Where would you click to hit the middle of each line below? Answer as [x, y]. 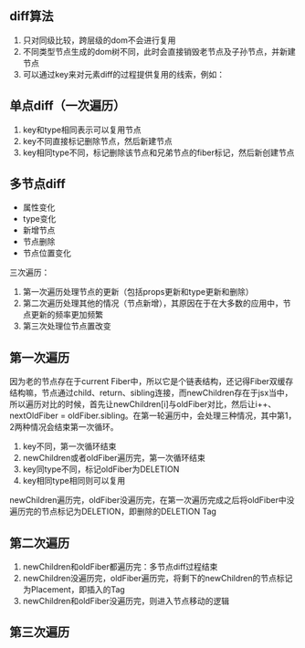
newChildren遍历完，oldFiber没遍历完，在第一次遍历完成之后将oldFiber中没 [152, 500]
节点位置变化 [47, 253]
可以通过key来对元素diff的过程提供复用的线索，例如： [124, 74]
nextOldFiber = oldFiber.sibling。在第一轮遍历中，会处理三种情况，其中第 [147, 416]
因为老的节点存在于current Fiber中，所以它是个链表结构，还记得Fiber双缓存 [152, 381]
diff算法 [32, 16]
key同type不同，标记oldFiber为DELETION [101, 469]
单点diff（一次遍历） [68, 106]
